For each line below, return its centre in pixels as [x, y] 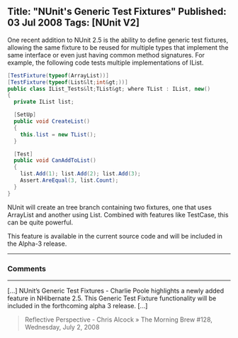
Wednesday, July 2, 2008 [62, 327]
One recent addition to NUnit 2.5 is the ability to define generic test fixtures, [118, 40]
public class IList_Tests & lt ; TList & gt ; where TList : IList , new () [109, 89]
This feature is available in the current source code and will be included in [115, 236]
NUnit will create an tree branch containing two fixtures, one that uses [110, 207]
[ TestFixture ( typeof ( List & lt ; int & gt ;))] [68, 82]
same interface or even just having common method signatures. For [106, 55]
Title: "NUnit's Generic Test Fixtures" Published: [117, 12]
